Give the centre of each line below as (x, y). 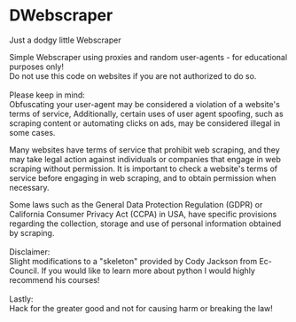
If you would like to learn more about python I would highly (148, 271)
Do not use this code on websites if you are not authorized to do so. (133, 75)
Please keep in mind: (47, 95)
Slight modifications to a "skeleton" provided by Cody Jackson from (133, 261)
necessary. (30, 187)
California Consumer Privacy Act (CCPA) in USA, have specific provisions (143, 214)
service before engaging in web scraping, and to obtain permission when (143, 177)
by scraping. (32, 232)
